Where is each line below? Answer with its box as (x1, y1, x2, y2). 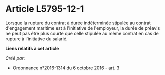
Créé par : (5, 55, 25, 61)
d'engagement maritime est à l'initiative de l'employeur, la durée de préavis (5, 25, 160, 31)
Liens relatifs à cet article (5, 45, 59, 51)
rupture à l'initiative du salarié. (5, 36, 68, 42)
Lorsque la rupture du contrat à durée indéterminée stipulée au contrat (5, 20, 151, 26)
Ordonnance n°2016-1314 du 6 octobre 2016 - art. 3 (12, 65, 120, 71)
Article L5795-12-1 (5, 3, 84, 15)
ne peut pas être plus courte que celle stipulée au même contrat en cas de (5, 30, 159, 36)
